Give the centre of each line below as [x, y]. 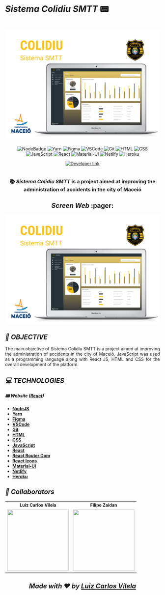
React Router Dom [31, 456]
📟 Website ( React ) [25, 396]
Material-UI [24, 466]
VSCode [21, 425]
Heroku [20, 477]
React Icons [25, 461]
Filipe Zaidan [104, 505]
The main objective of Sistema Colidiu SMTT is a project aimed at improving [82, 349]
